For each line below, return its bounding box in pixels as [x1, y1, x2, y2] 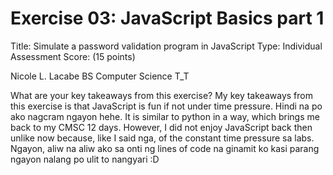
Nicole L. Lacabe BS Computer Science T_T [10, 70, 190, 82]
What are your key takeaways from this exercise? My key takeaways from [10, 89, 313, 101]
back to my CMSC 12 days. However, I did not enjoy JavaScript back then [10, 121, 313, 133]
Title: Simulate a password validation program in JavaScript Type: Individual [10, 40, 323, 52]
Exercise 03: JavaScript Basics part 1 [10, 7, 325, 30]
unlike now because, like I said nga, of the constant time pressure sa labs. [10, 132, 315, 144]
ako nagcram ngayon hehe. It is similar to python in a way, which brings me [10, 110, 320, 122]
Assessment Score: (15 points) [10, 50, 136, 62]
